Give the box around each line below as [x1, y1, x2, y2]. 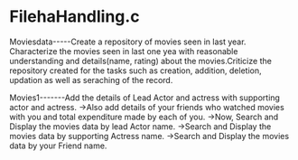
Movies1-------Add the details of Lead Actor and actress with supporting [9, 92, 280, 103]
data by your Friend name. [9, 140, 107, 151]
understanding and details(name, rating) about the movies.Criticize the [9, 55, 273, 66]
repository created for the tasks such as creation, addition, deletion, [9, 65, 262, 76]
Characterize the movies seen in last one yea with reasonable [9, 45, 238, 56]
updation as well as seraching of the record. [9, 74, 173, 85]
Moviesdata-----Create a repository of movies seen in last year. [9, 36, 247, 47]
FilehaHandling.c [9, 6, 140, 27]
